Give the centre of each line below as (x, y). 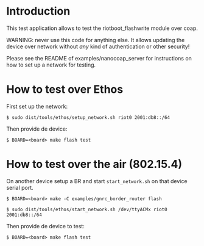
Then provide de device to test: (46, 226)
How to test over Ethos (65, 89)
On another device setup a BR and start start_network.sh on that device (97, 181)
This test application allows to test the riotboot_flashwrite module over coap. (102, 28)
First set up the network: (37, 106)
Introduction (38, 11)
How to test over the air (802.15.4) (94, 165)
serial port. (20, 187)
